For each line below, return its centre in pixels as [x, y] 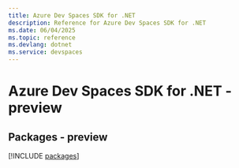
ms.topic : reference [42, 37]
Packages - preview [58, 137]
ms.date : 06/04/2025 [42, 30]
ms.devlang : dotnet [40, 45]
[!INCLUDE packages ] [44, 156]
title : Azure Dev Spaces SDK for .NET [72, 15]
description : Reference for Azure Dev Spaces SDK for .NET [107, 23]
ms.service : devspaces [45, 52]
